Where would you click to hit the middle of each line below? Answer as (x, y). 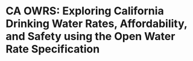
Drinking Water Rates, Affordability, (96, 24)
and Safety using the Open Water (90, 36)
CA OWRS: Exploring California (85, 11)
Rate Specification (53, 49)
